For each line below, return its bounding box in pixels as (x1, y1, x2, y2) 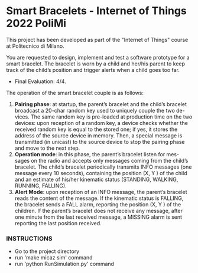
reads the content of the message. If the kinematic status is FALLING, (14, 195, 184, 202)
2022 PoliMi (6, 17, 67, 30)
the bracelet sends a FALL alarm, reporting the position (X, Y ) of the (14, 200, 181, 208)
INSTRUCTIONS (6, 234, 53, 242)
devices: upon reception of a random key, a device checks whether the (14, 119, 188, 126)
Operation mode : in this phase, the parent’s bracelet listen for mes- (14, 150, 179, 157)
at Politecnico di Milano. (6, 42, 64, 50)
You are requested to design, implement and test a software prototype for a (6, 54, 190, 61)
